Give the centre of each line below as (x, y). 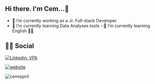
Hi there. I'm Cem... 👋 (37, 9)
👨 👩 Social (20, 46)
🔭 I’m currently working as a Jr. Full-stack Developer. (65, 20)
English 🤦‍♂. (23, 31)
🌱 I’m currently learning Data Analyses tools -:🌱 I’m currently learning (81, 26)
